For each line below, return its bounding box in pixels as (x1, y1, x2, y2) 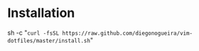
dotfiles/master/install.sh (7, 37, 91, 44)
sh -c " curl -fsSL (7, 28, 60, 37)
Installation (7, 5, 75, 21)
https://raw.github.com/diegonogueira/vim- (62, 30, 193, 37)
